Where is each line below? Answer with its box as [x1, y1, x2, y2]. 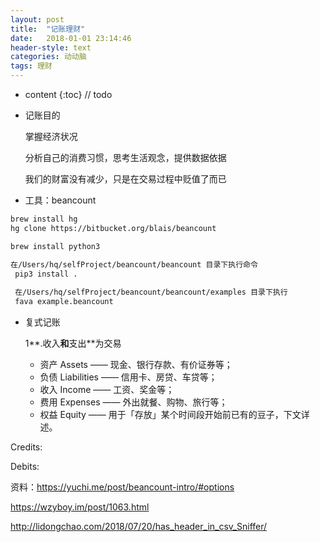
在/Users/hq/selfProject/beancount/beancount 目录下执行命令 [10, 259, 258, 270]
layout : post [10, 14, 65, 25]
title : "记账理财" [10, 24, 86, 34]
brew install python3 [10, 241, 101, 251]
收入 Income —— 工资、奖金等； [39, 384, 175, 395]
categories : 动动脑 [10, 52, 87, 62]
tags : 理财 [10, 61, 53, 71]
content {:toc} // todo [24, 89, 113, 100]
